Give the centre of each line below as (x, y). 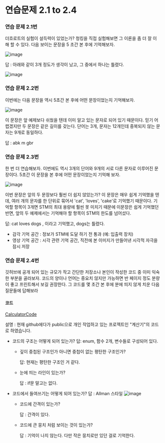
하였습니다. (21, 331)
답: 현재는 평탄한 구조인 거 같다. (50, 362)
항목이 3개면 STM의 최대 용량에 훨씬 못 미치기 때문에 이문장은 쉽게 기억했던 (86, 207)
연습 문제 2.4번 (22, 260)
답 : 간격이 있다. (35, 414)
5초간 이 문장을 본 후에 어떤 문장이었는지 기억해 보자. (70, 175)
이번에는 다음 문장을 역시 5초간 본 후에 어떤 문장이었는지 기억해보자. (70, 100)
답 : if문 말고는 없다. (39, 383)
